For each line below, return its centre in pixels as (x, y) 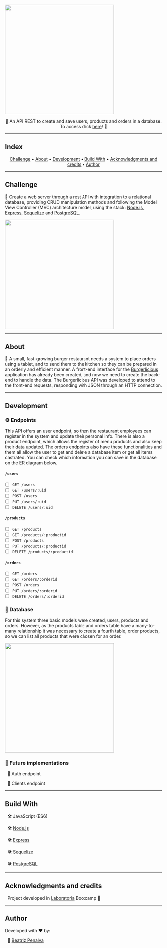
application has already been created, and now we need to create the (76, 375)
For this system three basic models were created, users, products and (77, 620)
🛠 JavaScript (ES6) (28, 816)
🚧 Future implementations (37, 763)
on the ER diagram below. (31, 463)
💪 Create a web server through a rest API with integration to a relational (78, 197)
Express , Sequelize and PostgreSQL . (43, 213)
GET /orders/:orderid (35, 580)
